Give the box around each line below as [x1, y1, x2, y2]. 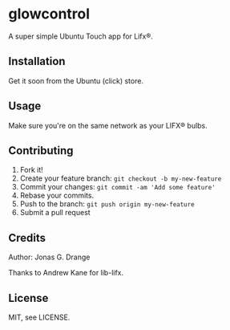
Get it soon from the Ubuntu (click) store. [8, 75, 144, 85]
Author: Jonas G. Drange [8, 252, 91, 262]
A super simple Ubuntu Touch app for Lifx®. [8, 31, 154, 41]
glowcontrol [8, 5, 91, 23]
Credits [8, 230, 46, 245]
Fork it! [19, 165, 44, 175]
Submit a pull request [19, 208, 91, 218]
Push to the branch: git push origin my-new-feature [19, 199, 195, 209]
